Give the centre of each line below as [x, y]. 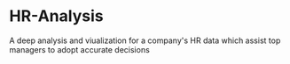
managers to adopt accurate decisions [80, 49]
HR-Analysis [56, 16]
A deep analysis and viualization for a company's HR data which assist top [145, 40]
